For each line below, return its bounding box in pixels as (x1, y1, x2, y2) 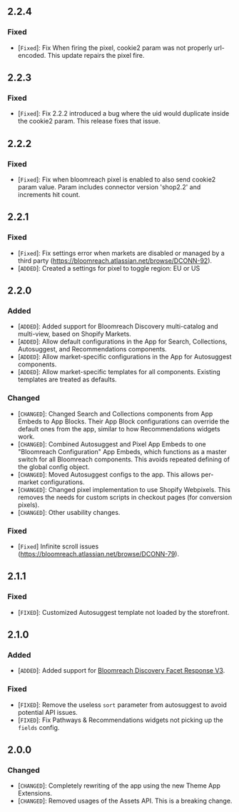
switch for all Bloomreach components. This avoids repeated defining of (17, 455, 230, 463)
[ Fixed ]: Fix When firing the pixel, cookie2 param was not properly (17, 43, 213, 52)
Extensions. (17, 789, 52, 798)
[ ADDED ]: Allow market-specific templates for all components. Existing (17, 368, 221, 376)
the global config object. (17, 462, 90, 471)
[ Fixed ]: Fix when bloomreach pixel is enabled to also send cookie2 (17, 175, 216, 184)
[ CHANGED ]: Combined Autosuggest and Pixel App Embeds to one (17, 439, 207, 448)
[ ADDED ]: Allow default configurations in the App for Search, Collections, (17, 337, 228, 346)
